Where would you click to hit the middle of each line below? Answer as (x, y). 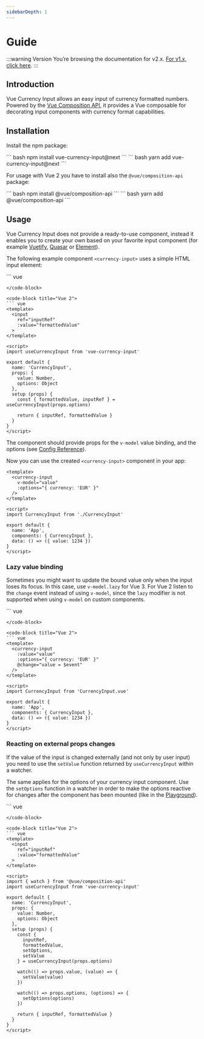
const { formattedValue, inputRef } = (66, 400)
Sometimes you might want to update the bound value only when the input (99, 580)
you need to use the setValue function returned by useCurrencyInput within (100, 763)
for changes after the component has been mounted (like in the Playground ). (102, 795)
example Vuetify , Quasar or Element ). (53, 247)
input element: (24, 265)
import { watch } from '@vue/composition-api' (66, 881)
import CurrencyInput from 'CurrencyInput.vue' (68, 692)
